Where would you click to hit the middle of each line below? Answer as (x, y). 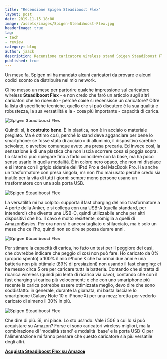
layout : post (19, 14)
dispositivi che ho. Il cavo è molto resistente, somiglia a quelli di (70, 218)
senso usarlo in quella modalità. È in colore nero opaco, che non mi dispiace (83, 162)
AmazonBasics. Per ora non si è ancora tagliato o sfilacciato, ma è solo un (81, 224)
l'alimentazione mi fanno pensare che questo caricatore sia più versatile (79, 336)
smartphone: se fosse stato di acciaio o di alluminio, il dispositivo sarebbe (81, 141)
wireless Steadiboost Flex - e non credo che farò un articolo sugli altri (77, 95)
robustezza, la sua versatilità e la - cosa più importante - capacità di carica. (82, 111)
